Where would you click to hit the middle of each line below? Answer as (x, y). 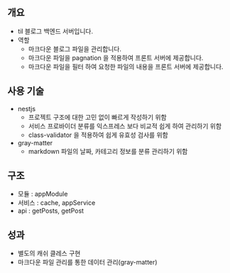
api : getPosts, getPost (50, 211)
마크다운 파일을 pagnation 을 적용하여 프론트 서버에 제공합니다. (116, 57)
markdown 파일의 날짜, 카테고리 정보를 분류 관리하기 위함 (108, 151)
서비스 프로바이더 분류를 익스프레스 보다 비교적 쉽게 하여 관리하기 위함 (125, 126)
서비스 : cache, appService (56, 203)
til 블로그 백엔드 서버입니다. (55, 31)
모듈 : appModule (43, 194)
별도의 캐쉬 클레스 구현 (49, 253)
